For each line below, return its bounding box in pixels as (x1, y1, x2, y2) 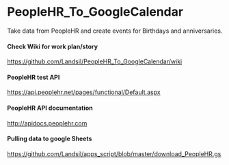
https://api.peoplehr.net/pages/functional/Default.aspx (7, 88, 161, 96)
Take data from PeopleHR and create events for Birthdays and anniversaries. (7, 27, 223, 35)
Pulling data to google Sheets (7, 134, 92, 143)
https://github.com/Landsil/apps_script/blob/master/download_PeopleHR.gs (7, 149, 221, 157)
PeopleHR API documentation (7, 104, 94, 112)
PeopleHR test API (7, 73, 60, 81)
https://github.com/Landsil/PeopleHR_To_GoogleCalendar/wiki (7, 57, 183, 65)
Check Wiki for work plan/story (7, 42, 98, 50)
